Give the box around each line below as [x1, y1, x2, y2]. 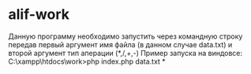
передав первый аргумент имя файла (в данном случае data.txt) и [8, 39, 233, 49]
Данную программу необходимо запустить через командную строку [8, 31, 243, 41]
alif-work [8, 6, 69, 24]
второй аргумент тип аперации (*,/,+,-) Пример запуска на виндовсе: [8, 48, 243, 57]
